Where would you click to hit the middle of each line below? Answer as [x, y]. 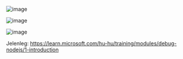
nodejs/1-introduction [32, 50]
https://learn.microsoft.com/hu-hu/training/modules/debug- [103, 43]
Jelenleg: [18, 43]
